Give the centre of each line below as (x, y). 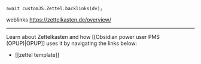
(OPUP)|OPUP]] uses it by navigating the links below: (72, 43)
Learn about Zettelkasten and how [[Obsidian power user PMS (83, 37)
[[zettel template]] (37, 55)
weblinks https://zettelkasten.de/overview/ (59, 20)
